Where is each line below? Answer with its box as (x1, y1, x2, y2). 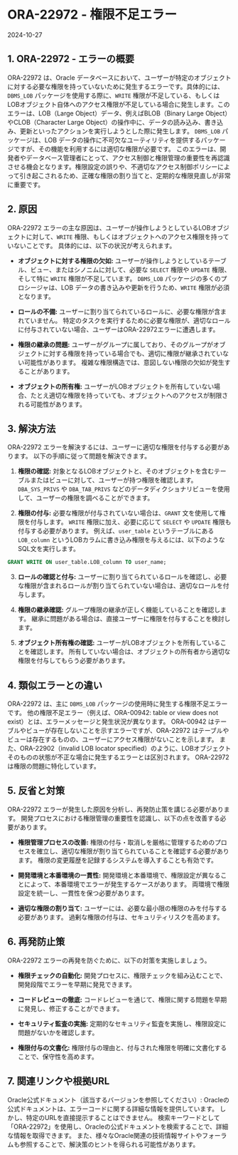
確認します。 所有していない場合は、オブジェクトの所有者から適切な (30, 647, 231, 656)
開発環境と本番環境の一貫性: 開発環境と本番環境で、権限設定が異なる (17, 871, 221, 879)
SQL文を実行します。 (17, 545, 80, 553)
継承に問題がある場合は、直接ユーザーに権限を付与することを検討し (31, 615, 231, 623)
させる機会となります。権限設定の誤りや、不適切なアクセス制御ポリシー (7, 162, 218, 171)
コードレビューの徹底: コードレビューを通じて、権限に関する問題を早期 (17, 995, 227, 1004)
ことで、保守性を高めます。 (17, 1052, 98, 1061)
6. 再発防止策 (7, 935, 65, 948)
